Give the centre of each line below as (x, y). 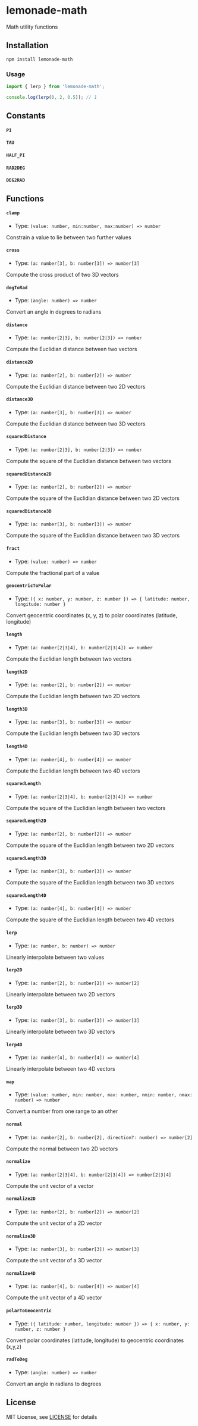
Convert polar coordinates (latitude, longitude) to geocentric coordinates (95, 1340)
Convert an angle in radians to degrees (54, 1384)
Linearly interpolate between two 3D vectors (61, 1032)
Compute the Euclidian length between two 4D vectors (73, 771)
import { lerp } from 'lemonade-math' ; (56, 87)
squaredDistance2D (29, 474)
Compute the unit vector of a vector (50, 1186)
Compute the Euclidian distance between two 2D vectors (76, 386)
